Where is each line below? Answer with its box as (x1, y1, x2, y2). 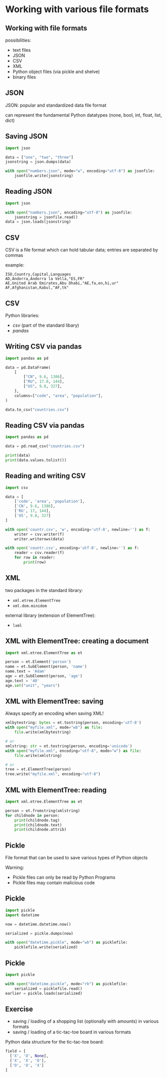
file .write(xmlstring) (14, 753, 62, 758)
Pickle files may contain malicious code (12, 880, 95, 886)
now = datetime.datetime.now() (5, 922, 71, 927)
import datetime (5, 912, 39, 918)
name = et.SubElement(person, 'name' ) (5, 664, 87, 669)
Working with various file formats (5, 4, 149, 15)
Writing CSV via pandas (5, 342, 82, 351)
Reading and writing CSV (5, 472, 86, 480)
